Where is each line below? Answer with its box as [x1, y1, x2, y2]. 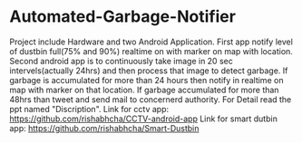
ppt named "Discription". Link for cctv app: [9, 103, 170, 114]
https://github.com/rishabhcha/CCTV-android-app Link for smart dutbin [9, 113, 278, 124]
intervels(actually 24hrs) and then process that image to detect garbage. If [9, 65, 288, 76]
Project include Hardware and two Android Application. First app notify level [9, 36, 293, 47]
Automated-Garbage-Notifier [9, 6, 236, 27]
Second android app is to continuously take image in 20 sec [9, 55, 233, 66]
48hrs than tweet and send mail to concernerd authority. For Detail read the [9, 93, 292, 105]
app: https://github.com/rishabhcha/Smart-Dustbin [9, 122, 200, 133]
